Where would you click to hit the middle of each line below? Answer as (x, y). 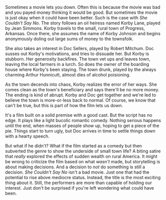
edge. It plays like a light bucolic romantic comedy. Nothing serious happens (83, 120)
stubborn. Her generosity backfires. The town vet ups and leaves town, (78, 59)
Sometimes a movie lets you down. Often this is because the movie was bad (83, 7)
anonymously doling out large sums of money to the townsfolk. (69, 39)
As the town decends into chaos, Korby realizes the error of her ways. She (81, 84)
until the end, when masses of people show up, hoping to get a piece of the (82, 126)
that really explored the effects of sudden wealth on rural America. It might (81, 156)
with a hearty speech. (27, 136)
